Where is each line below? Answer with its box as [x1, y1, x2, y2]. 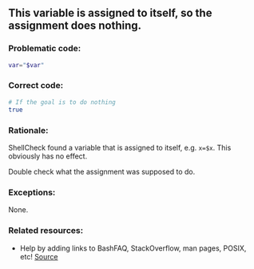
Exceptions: [8, 187, 56, 198]
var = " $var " [8, 61, 45, 69]
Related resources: [8, 225, 84, 236]
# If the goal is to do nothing [8, 98, 116, 106]
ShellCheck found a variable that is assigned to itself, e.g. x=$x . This [8, 143, 232, 152]
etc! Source [19, 251, 58, 261]
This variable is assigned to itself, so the [8, 6, 212, 20]
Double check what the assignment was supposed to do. [8, 167, 196, 176]
